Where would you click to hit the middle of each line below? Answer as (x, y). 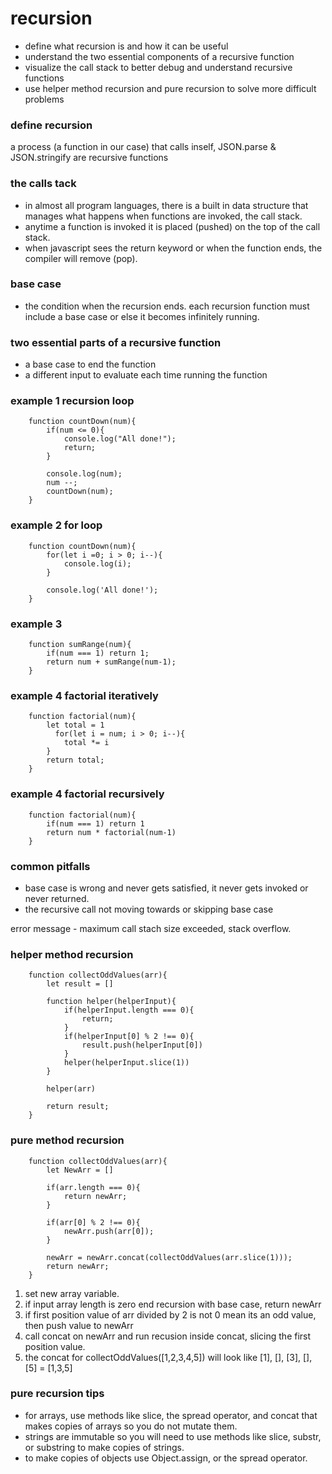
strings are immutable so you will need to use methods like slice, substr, (173, 1436)
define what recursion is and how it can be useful (126, 46)
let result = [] (80, 984)
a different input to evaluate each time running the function (146, 375)
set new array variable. (72, 1293)
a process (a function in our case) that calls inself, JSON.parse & (143, 147)
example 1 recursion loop (72, 401)
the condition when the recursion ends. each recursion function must (167, 306)
